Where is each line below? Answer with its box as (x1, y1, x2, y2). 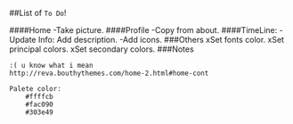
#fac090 (25, 100, 53, 109)
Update (9, 35, 37, 45)
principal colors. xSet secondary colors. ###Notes (9, 44, 194, 54)
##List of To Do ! (9, 8, 67, 18)
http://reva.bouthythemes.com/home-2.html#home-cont (9, 69, 209, 78)
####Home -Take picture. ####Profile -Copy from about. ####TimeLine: (9, 25, 278, 35)
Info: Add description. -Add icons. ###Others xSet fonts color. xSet (37, 35, 285, 45)
